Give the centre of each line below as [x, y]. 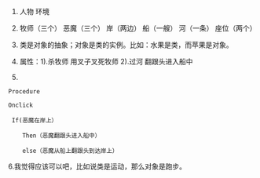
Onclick [21, 105]
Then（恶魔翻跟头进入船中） [62, 136]
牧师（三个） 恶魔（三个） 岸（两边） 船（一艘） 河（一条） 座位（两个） [138, 28]
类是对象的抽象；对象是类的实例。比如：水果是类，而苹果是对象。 [126, 45]
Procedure [24, 92]
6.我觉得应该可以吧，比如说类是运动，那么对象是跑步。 [97, 166]
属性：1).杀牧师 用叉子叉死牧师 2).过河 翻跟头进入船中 [106, 62]
